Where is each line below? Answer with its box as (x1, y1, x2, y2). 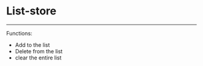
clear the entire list (14, 54, 62, 61)
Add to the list (14, 41, 50, 49)
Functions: (6, 29, 33, 37)
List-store (6, 4, 57, 18)
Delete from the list (14, 47, 63, 55)
